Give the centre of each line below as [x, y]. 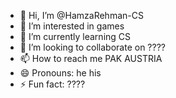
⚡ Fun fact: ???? [52, 84]
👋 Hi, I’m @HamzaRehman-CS [81, 15]
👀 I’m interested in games [72, 26]
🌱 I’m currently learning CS [75, 36]
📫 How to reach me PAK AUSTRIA [91, 58]
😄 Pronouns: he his [60, 73]
